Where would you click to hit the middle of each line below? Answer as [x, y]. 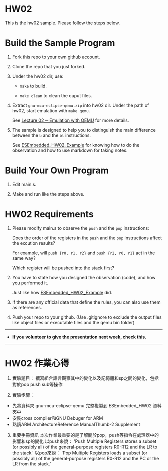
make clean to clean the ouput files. [56, 95]
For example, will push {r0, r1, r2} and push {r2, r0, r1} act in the [84, 253]
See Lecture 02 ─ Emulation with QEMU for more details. [71, 120]
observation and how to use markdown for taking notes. [70, 150]
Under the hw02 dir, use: [38, 76]
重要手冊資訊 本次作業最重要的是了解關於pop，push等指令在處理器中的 [85, 435]
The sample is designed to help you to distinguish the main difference [84, 130]
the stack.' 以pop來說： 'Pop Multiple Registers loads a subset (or [80, 453]
